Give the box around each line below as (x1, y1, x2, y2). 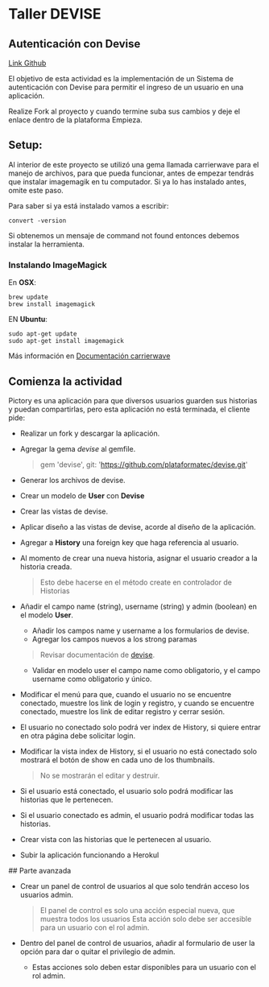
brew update (8, 293, 48, 302)
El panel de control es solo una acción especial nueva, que (39, 905, 235, 915)
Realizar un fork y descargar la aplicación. (19, 428, 160, 438)
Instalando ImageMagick (8, 259, 107, 270)
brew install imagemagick (8, 300, 95, 308)
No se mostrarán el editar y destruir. (39, 770, 160, 780)
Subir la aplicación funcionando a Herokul (19, 850, 159, 860)
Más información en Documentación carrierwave (8, 351, 171, 361)
